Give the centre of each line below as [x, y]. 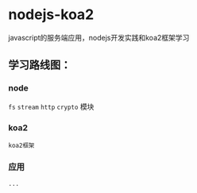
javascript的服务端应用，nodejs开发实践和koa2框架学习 [99, 37]
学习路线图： [40, 65]
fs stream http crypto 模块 [51, 106]
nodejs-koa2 [51, 15]
